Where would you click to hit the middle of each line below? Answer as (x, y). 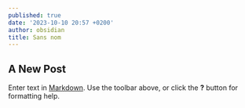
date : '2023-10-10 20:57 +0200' (61, 23)
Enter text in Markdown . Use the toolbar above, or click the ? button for (123, 88)
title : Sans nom (35, 37)
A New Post (37, 68)
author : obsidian (37, 30)
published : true (35, 15)
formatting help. (34, 96)
